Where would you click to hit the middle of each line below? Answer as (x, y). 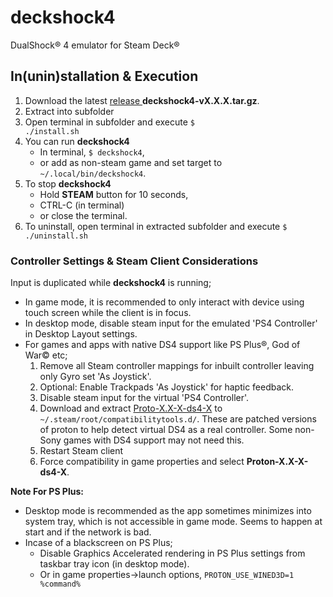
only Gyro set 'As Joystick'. (95, 377)
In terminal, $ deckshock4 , (92, 152)
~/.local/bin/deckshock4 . (93, 173)
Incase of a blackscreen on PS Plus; (98, 543)
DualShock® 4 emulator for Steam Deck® (95, 45)
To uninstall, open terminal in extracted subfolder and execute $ (156, 226)
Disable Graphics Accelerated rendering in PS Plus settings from (172, 553)
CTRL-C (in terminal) (82, 205)
